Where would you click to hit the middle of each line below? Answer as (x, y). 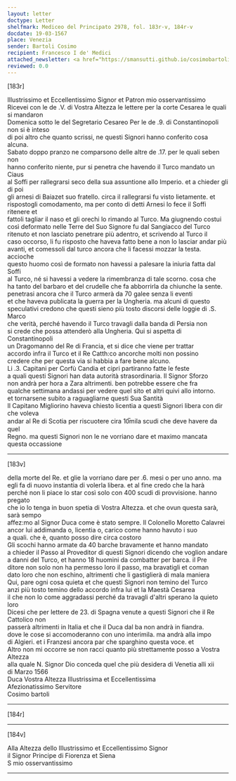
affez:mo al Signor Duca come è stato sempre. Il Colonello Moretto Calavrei (116, 522)
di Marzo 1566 (28, 671)
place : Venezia (29, 40)
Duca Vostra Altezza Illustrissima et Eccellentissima (82, 679)
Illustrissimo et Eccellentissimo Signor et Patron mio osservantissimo (106, 100)
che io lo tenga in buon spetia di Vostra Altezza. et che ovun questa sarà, (113, 507)
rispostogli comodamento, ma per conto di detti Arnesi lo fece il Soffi (107, 204)
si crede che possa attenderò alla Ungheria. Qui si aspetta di (94, 331)
